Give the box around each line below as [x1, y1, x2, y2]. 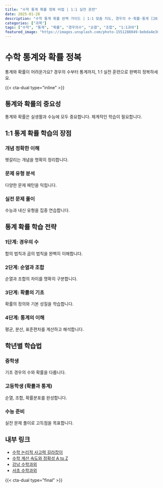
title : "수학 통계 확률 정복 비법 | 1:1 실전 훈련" [5, 7, 98, 12]
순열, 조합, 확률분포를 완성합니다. [5, 394, 67, 400]
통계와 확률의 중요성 [5, 100, 61, 108]
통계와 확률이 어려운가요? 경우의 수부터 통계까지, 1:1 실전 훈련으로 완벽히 [5, 69, 142, 75]
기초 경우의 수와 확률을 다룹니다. [5, 369, 66, 376]
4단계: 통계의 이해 [5, 315, 45, 321]
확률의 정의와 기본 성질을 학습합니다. [5, 301, 74, 307]
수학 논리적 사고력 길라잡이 [12, 449, 63, 455]
